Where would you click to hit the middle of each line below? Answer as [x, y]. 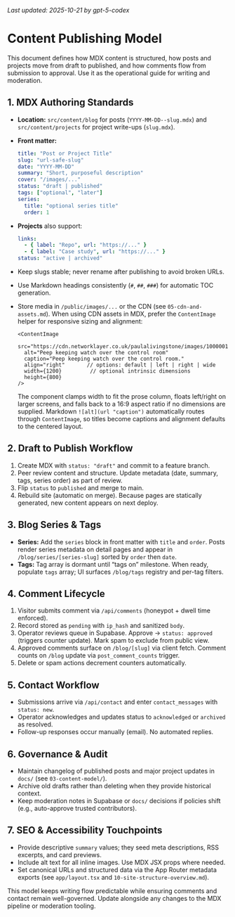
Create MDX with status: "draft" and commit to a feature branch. [114, 465]
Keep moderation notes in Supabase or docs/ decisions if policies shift [119, 801]
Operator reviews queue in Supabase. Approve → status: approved [115, 633]
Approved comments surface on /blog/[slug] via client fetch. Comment [122, 648]
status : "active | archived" [60, 258]
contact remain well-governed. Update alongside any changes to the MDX [114, 898]
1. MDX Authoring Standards [70, 102]
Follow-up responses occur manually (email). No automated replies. [115, 732]
